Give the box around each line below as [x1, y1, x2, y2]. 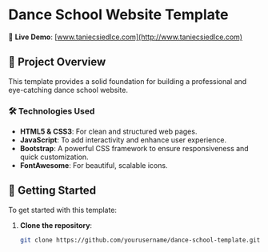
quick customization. [19, 152, 90, 162]
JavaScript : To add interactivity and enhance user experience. [19, 135, 226, 145]
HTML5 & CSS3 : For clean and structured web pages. [19, 126, 198, 137]
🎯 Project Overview [8, 55, 106, 69]
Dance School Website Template [8, 6, 229, 24]
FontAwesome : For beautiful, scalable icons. [19, 161, 168, 170]
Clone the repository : [19, 220, 93, 230]
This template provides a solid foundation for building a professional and [8, 76, 247, 86]
